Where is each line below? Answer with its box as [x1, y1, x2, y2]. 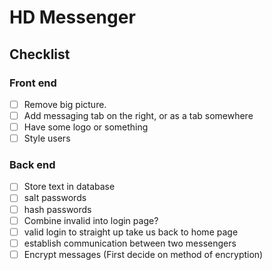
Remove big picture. [23, 98, 107, 110]
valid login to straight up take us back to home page [23, 226, 239, 238]
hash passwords [23, 203, 92, 215]
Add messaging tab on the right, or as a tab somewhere [23, 109, 254, 121]
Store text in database [23, 181, 116, 193]
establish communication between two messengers [23, 237, 237, 249]
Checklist [9, 46, 71, 63]
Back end [9, 158, 56, 172]
